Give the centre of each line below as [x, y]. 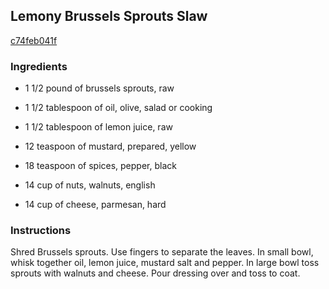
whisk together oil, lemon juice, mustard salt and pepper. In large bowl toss [165, 263]
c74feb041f [34, 40]
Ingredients [39, 66]
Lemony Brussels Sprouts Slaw [109, 16]
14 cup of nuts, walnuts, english [90, 185]
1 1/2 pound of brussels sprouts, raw [99, 88]
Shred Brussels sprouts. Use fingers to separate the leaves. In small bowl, [162, 252]
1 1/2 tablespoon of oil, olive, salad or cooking [118, 108]
